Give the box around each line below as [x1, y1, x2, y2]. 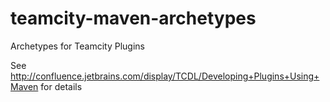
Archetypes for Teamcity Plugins [10, 40, 145, 52]
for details [40, 80, 83, 92]
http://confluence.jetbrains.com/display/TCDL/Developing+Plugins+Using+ [10, 70, 320, 82]
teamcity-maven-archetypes [10, 7, 257, 30]
